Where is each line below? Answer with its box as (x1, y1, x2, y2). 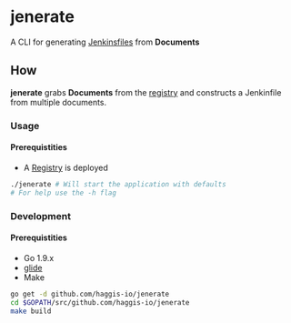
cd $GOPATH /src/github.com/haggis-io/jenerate (10, 298, 190, 307)
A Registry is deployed (23, 162, 108, 173)
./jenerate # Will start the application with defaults (10, 179, 226, 188)
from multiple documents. (10, 96, 107, 107)
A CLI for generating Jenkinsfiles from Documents (10, 36, 200, 47)
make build (10, 307, 52, 316)
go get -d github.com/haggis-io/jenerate (10, 289, 170, 298)
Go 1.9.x (23, 252, 55, 263)
